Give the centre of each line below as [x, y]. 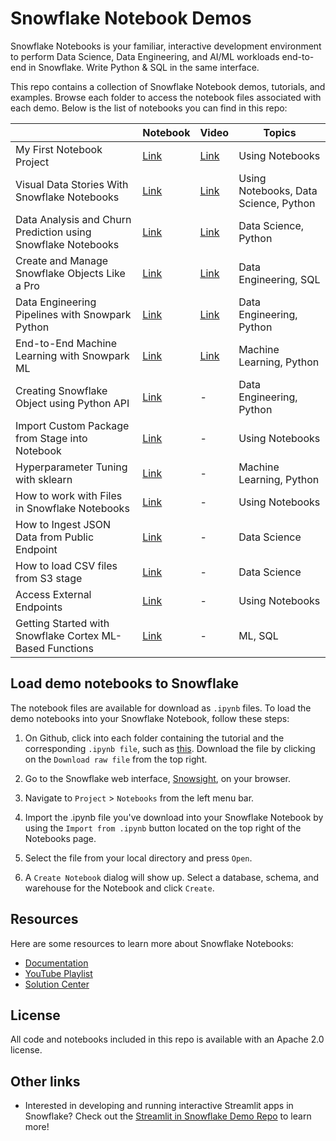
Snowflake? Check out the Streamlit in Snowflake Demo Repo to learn [168, 1116]
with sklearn [44, 479]
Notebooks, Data [278, 190]
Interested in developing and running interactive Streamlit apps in [159, 1106]
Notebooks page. [60, 838]
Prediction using [53, 232]
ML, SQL [258, 635]
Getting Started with [62, 623]
